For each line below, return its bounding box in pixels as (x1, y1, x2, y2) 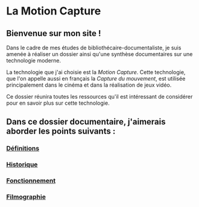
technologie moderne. (6, 57, 62, 64)
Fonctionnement (6, 176, 56, 185)
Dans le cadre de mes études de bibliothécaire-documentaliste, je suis (6, 44, 182, 51)
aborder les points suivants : (6, 126, 116, 137)
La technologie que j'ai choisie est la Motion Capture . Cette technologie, (6, 69, 186, 76)
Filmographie (6, 193, 46, 201)
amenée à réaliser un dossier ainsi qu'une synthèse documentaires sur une (6, 51, 193, 58)
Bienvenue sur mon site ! (6, 28, 101, 39)
